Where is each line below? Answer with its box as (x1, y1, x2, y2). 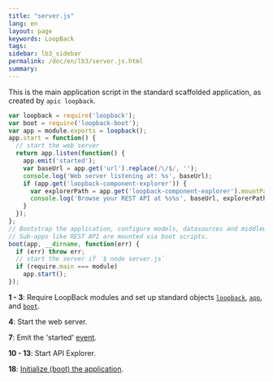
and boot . (8, 301, 41, 310)
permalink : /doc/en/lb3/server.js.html (8, 58, 144, 66)
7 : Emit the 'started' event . (8, 332, 97, 342)
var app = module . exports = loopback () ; (8, 127, 148, 135)
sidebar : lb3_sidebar (8, 50, 82, 58)
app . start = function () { (8, 134, 96, 142)
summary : (8, 65, 38, 73)
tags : (8, 42, 27, 50)
